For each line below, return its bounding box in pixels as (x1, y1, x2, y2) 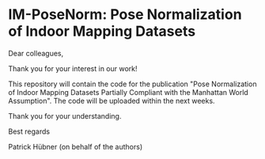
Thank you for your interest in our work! (8, 63, 138, 73)
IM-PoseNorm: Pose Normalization (8, 6, 243, 24)
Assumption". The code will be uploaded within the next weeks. (8, 96, 215, 105)
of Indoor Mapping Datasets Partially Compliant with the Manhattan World (8, 87, 249, 97)
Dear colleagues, (8, 48, 64, 58)
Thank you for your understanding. (8, 111, 122, 120)
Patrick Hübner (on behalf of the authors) (8, 142, 143, 151)
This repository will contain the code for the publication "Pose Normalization (8, 79, 257, 89)
